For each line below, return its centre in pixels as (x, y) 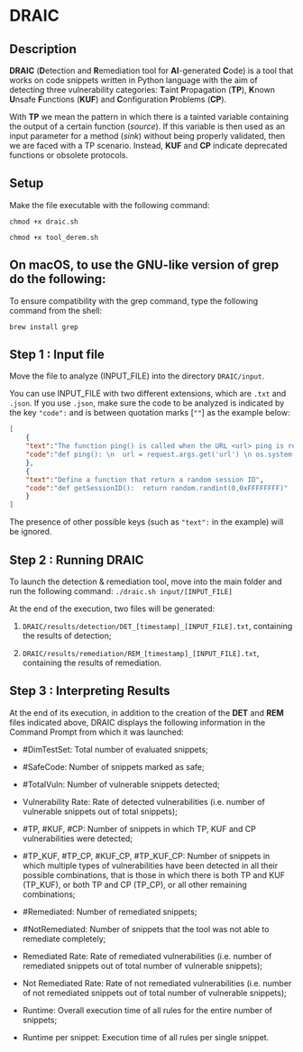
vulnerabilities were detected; (78, 838)
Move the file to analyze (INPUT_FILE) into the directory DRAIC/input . (137, 376)
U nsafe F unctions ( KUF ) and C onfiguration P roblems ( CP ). (118, 99)
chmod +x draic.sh (44, 222)
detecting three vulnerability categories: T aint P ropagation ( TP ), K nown (142, 90)
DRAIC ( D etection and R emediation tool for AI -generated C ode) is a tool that (151, 70)
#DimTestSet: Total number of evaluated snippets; (115, 749)
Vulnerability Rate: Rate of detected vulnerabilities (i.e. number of (144, 801)
